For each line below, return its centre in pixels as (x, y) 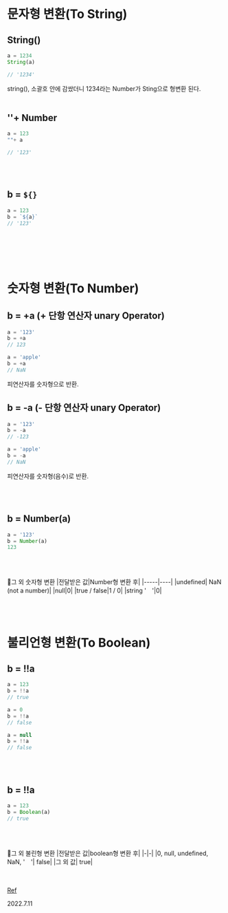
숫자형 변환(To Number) (73, 288)
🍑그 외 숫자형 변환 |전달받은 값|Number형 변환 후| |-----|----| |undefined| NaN (114, 582)
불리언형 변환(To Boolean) (79, 643)
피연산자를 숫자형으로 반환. (43, 384)
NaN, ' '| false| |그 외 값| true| (50, 861)
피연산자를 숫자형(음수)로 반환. (48, 476)
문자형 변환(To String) (67, 14)
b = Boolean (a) (29, 812)
